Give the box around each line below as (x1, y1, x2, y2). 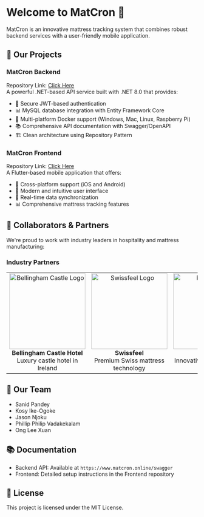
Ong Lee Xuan (15, 426, 52, 433)
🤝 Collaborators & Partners (6, 220, 109, 231)
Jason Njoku (15, 413, 47, 421)
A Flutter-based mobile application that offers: (6, 169, 121, 176)
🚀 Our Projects (6, 50, 62, 60)
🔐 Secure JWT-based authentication (15, 100, 106, 107)
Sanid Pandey (15, 400, 50, 408)
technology (113, 364, 146, 373)
